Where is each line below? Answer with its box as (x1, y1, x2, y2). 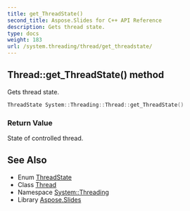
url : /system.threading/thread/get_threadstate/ (7, 43, 153, 50)
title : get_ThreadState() (7, 10, 83, 18)
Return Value (7, 117, 53, 127)
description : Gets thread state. (7, 23, 106, 30)
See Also (7, 154, 47, 166)
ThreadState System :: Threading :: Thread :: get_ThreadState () (7, 101, 184, 108)
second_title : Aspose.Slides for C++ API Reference (7, 17, 162, 24)
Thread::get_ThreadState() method (7, 69, 164, 81)
